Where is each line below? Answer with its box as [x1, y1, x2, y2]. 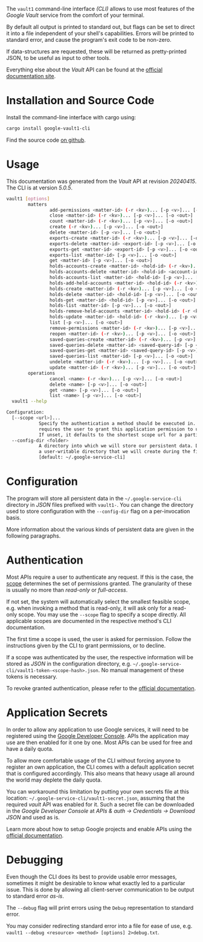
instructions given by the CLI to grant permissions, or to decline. [6, 642, 166, 649]
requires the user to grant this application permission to [38, 426, 193, 432]
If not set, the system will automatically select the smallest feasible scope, [6, 598, 191, 605]
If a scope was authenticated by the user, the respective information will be [6, 653, 193, 660]
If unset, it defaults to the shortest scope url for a [38, 432, 182, 438]
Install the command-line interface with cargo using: [6, 113, 137, 120]
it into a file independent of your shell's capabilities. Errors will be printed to [6, 30, 195, 37]
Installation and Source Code [6, 94, 155, 108]
